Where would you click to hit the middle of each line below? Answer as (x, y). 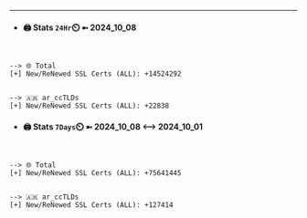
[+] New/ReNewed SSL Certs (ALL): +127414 (91, 205)
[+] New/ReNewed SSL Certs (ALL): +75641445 (95, 173)
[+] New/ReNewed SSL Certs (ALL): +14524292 (95, 74)
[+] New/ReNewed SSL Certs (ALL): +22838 (90, 106)
